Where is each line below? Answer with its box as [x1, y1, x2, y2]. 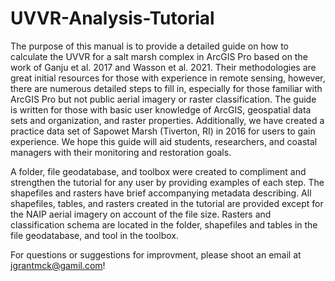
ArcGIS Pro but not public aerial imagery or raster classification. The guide [10, 93, 317, 105]
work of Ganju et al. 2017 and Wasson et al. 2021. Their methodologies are [10, 61, 317, 73]
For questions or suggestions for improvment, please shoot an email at [10, 248, 302, 261]
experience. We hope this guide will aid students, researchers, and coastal [10, 135, 318, 147]
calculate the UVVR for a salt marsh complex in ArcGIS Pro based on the [10, 50, 308, 62]
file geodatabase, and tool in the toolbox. [10, 229, 179, 241]
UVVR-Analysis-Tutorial [10, 7, 215, 30]
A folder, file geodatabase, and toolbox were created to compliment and [10, 165, 307, 177]
